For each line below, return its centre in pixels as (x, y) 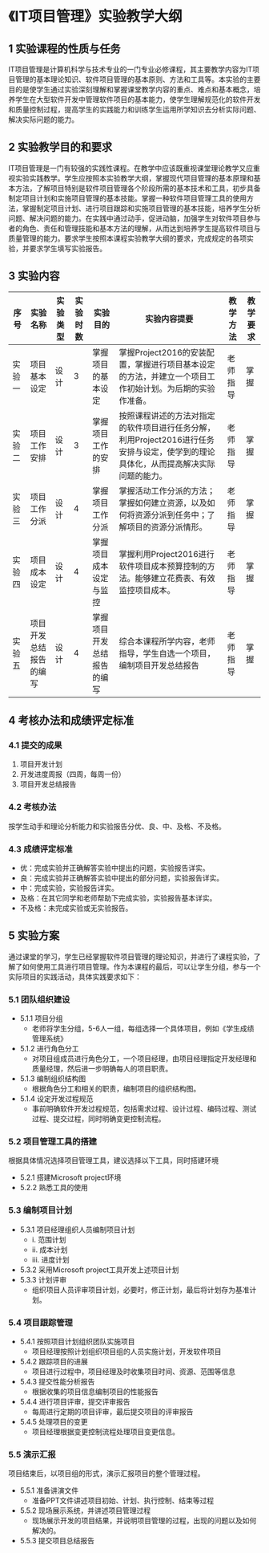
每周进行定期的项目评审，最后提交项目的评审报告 (112, 1411)
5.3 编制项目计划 (40, 1210)
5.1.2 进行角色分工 (49, 1049)
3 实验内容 (34, 276)
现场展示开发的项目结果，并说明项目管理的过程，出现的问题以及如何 (144, 1521)
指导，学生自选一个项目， (167, 653)
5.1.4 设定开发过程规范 (56, 1099)
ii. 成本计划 (50, 1250)
